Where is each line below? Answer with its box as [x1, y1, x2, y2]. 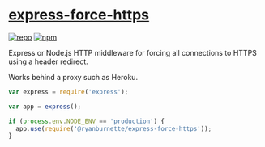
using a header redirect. [8, 57, 89, 66]
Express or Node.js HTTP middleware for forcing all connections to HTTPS [8, 48, 258, 57]
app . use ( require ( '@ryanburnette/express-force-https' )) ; [15, 124, 212, 132]
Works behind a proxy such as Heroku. [8, 72, 139, 82]
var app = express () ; [8, 103, 82, 111]
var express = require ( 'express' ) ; [8, 87, 129, 96]
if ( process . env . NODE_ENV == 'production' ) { [8, 117, 165, 125]
